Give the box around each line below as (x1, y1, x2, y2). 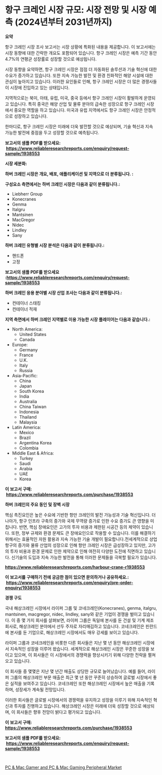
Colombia (19, 445, 39, 451)
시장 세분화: (5, 160, 28, 166)
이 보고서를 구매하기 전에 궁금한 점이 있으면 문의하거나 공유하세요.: (5, 574, 129, 580)
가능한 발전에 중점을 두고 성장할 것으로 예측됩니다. (5, 129, 100, 135)
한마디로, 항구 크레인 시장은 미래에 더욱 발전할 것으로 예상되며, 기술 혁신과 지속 (5, 123, 153, 129)
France (19, 352, 34, 358)
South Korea (19, 388, 44, 394)
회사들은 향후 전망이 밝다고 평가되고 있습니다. (16, 709, 102, 715)
